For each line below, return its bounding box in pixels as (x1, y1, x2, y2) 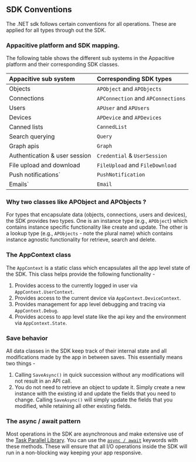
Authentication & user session (9, 152, 92, 160)
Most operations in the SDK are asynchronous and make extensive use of (6, 430, 184, 437)
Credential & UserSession (96, 152, 167, 160)
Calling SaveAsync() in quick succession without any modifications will (14, 371, 185, 378)
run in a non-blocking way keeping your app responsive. (6, 449, 143, 456)
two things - (6, 360, 36, 367)
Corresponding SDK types (96, 75, 172, 83)
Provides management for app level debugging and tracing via (14, 300, 165, 307)
